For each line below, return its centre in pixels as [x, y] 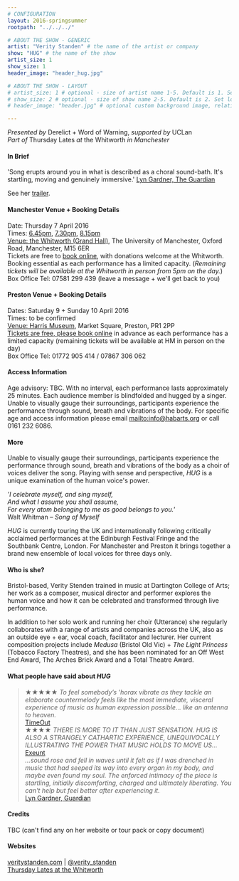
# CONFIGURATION [31, 14]
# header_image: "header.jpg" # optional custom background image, [110, 106]
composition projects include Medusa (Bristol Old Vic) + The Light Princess [118, 645]
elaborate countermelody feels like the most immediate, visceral [119, 700]
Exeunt [35, 752]
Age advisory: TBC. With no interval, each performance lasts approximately [118, 388]
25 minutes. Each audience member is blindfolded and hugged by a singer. [117, 395]
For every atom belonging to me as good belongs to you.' [91, 510]
